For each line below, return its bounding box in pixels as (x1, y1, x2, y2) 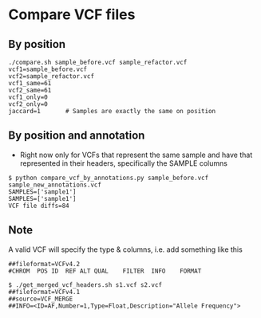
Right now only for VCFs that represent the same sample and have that (19, 150, 253, 159)
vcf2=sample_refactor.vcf (8, 73, 94, 80)
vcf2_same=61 (8, 86, 52, 94)
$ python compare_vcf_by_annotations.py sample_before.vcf (8, 174, 209, 182)
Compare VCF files (8, 6, 136, 24)
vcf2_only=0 (8, 100, 48, 108)
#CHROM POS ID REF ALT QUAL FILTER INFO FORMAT (8, 267, 202, 275)
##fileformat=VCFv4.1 (8, 288, 81, 296)
